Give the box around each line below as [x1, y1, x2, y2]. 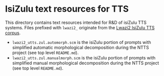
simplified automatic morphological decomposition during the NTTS [12, 44, 149, 50]
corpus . [5, 30, 21, 36]
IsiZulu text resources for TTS [5, 3, 129, 15]
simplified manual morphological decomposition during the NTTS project [12, 60, 159, 66]
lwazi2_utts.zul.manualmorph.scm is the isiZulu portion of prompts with [12, 55, 156, 60]
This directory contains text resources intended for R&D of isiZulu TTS [5, 19, 147, 25]
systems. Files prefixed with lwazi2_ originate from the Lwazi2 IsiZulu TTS [5, 24, 155, 30]
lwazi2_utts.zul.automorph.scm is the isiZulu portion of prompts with [12, 39, 151, 45]
